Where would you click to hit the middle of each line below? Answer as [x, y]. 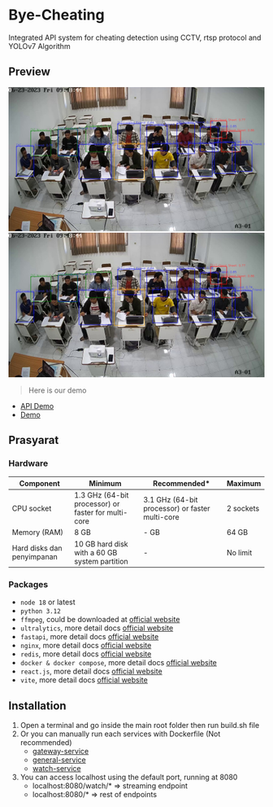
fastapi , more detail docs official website [89, 637]
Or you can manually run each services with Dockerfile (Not [120, 734]
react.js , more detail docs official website [91, 671]
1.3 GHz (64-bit [102, 495]
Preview [30, 72]
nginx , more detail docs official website [86, 646]
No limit [239, 552]
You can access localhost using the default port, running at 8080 [129, 777]
